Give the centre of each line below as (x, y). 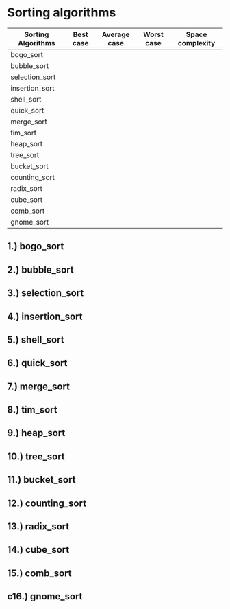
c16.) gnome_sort (45, 596)
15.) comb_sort (39, 573)
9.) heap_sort (36, 433)
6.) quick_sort (37, 363)
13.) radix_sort (38, 527)
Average (116, 34)
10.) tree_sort (36, 456)
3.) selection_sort (46, 293)
